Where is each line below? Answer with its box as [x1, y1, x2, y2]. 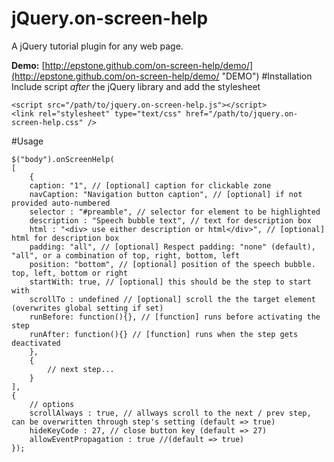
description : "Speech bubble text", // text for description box [29, 215, 312, 226]
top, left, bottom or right [11, 268, 129, 278]
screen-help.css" [11, 117, 84, 127]
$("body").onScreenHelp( [11, 154, 115, 164]
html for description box [11, 233, 119, 243]
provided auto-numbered [11, 198, 111, 208]
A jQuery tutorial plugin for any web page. [11, 40, 184, 52]
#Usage [11, 135, 44, 147]
